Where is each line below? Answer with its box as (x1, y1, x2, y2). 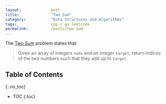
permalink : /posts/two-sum (5, 26, 83, 31)
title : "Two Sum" (5, 12, 72, 17)
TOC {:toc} (12, 93, 36, 99)
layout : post (5, 7, 60, 13)
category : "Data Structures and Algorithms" (5, 17, 124, 22)
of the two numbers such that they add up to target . (17, 55, 128, 61)
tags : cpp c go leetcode (5, 21, 90, 27)
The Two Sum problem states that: (5, 40, 78, 46)
